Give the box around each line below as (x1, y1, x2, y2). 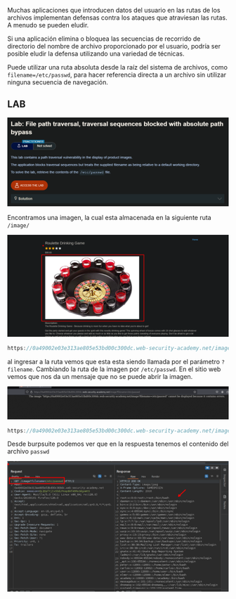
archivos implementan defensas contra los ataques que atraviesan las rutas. (7, 13, 228, 22)
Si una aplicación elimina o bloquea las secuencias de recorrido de (7, 34, 201, 43)
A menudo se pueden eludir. (7, 21, 89, 29)
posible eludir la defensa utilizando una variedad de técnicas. (7, 49, 185, 58)
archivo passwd (7, 447, 50, 456)
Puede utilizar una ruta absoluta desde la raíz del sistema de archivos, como (7, 63, 228, 71)
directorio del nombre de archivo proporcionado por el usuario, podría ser (7, 42, 221, 50)
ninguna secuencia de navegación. (7, 78, 109, 86)
